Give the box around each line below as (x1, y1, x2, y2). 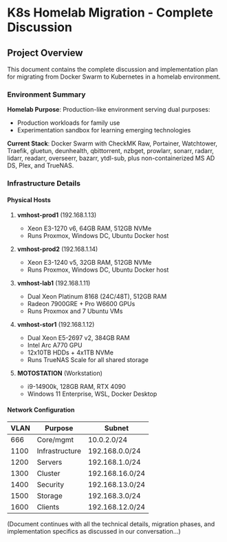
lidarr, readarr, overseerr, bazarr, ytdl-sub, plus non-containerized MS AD (7, 154, 215, 163)
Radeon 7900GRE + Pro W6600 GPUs (27, 300, 136, 308)
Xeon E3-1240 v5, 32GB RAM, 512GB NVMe (27, 259, 152, 267)
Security (36, 479, 64, 489)
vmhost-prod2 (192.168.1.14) (17, 245, 98, 253)
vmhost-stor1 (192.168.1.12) (17, 321, 95, 329)
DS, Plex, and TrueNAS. (7, 161, 74, 170)
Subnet (104, 423, 129, 432)
